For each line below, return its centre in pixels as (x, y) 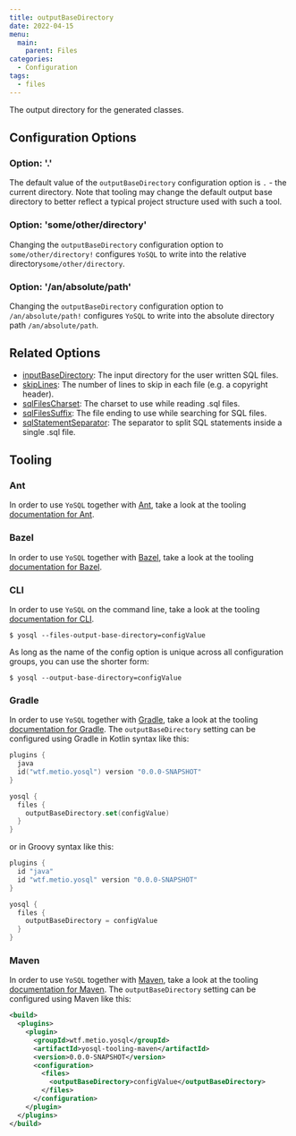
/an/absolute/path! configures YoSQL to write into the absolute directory (142, 315)
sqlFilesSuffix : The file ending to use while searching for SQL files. (144, 413)
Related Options (55, 353)
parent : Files (51, 51)
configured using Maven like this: (70, 999)
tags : (19, 76)
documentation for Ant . (52, 515)
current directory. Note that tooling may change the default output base (141, 192)
